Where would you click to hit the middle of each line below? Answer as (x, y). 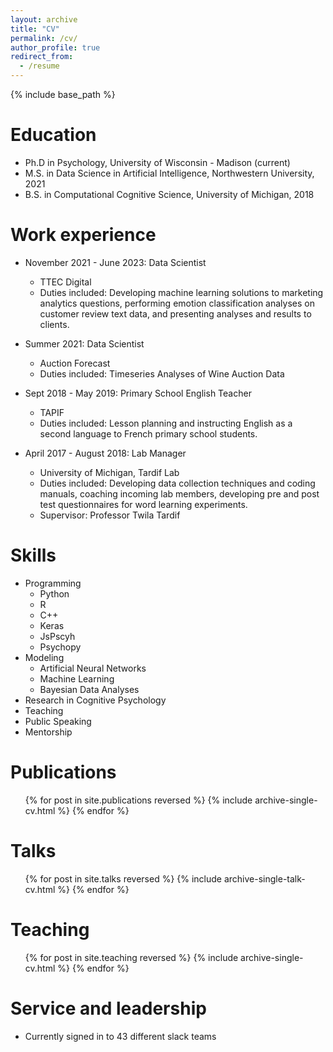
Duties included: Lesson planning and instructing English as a (166, 423)
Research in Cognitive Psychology (95, 700)
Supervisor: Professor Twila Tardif (110, 515)
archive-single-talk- (264, 878)
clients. (54, 324)
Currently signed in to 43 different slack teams (120, 1036)
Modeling (44, 657)
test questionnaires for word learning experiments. (143, 504)
